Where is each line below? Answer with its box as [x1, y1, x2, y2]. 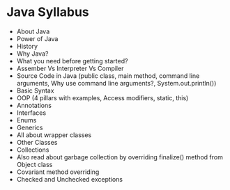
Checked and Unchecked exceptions [16, 175, 123, 183]
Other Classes [16, 138, 58, 146]
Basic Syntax [16, 86, 54, 95]
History [16, 42, 38, 50]
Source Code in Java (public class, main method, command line [16, 71, 200, 80]
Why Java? [16, 49, 49, 58]
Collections [16, 145, 49, 154]
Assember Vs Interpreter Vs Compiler [16, 64, 124, 72]
